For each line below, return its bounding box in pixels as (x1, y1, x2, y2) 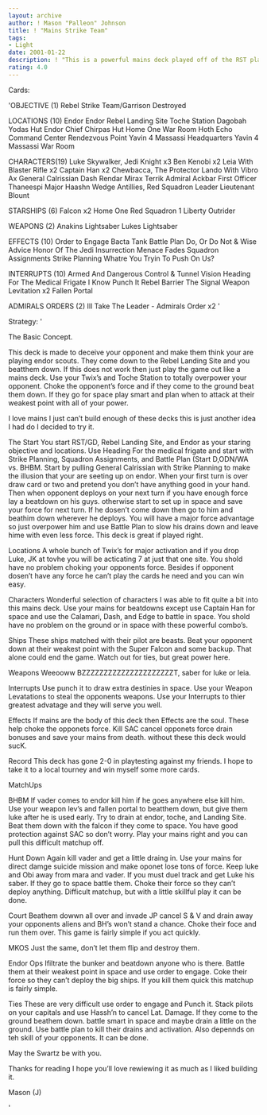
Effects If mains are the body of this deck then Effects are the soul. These (8, 715, 249, 725)
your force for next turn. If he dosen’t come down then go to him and (8, 505, 234, 514)
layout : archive (8, 11, 62, 20)
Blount (8, 190, 30, 199)
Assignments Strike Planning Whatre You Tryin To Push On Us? (8, 254, 215, 263)
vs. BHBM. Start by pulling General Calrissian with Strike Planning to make (8, 463, 250, 472)
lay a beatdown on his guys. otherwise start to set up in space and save (8, 496, 243, 505)
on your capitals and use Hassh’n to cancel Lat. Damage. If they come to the (8, 1007, 258, 1017)
